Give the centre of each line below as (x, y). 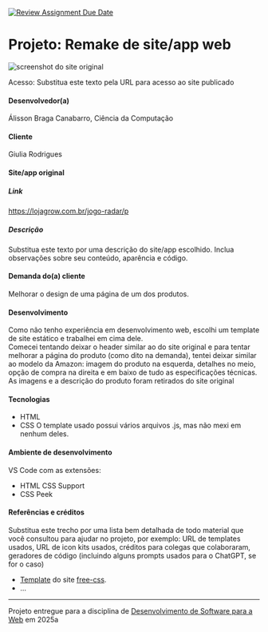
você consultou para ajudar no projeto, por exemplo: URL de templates (124, 539)
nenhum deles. (44, 434)
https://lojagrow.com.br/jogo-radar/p (69, 211)
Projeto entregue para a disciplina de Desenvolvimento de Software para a (130, 610)
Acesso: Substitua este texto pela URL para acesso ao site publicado (121, 82)
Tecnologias (29, 399)
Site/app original (37, 173)
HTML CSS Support (52, 485)
